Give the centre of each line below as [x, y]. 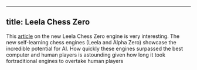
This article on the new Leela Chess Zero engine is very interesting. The [93, 36]
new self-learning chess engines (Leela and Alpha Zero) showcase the [91, 42]
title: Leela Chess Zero [48, 22]
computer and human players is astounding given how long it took [86, 55]
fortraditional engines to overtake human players [65, 61]
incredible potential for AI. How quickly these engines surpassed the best [95, 48]
